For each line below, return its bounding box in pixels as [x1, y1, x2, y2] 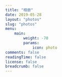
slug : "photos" [5, 21, 37, 27]
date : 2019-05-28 [5, 12, 42, 17]
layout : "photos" [5, 17, 42, 22]
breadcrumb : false [5, 64, 44, 69]
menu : [5, 26, 17, 31]
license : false [5, 59, 37, 64]
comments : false [5, 50, 39, 55]
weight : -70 [23, 36, 49, 41]
